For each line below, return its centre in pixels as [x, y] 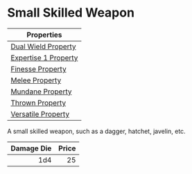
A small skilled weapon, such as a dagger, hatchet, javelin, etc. [96, 131]
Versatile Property [40, 114]
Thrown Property [38, 103]
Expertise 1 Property [44, 58]
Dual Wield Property [43, 46]
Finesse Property [39, 69]
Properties [44, 35]
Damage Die [31, 148]
